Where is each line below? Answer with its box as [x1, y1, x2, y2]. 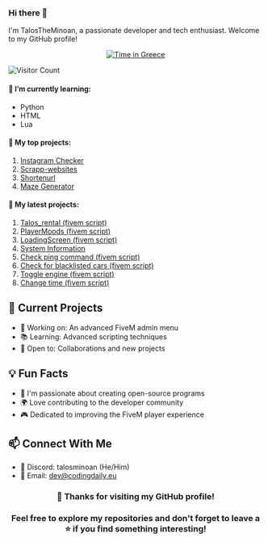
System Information [19, 243, 86, 253]
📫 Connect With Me [8, 436, 113, 451]
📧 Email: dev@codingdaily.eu [19, 471, 117, 481]
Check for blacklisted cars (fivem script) [19, 260, 154, 270]
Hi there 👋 [8, 7, 48, 19]
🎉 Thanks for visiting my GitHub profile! [56, 491, 216, 502]
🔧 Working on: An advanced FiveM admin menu [19, 322, 179, 332]
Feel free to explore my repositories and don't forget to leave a [10, 513, 261, 524]
